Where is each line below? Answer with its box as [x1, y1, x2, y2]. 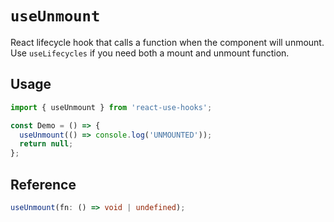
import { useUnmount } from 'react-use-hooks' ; [10, 102, 213, 112]
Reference [10, 176, 77, 193]
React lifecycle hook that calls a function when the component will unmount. [10, 36, 325, 48]
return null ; [19, 139, 74, 149]
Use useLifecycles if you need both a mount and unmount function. [10, 47, 290, 59]
